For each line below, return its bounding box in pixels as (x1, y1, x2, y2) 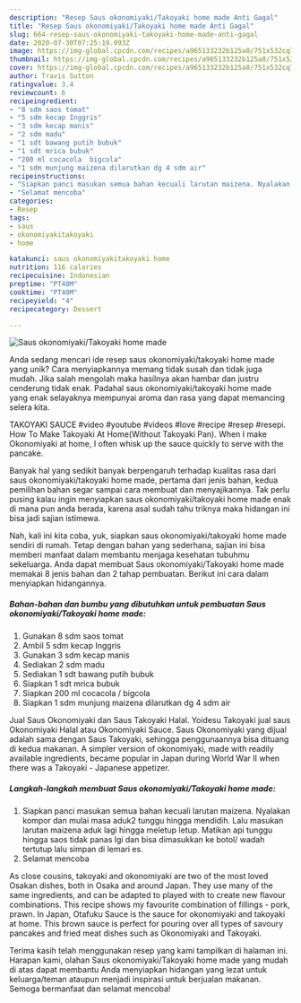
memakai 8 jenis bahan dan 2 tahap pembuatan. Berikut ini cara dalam (9, 569, 269, 580)
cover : (9, 64, 34, 73)
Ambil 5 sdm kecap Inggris (21, 641, 121, 651)
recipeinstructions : (9, 171, 87, 180)
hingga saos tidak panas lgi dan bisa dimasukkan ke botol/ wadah (21, 834, 265, 845)
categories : (9, 196, 54, 206)
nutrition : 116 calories (9, 263, 102, 272)
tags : (9, 213, 30, 222)
